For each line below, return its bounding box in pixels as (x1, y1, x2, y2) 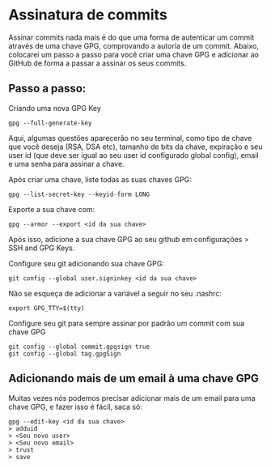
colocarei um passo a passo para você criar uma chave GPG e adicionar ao (8, 49, 259, 59)
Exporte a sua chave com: (8, 204, 95, 214)
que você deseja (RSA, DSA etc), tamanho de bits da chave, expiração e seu (8, 142, 263, 151)
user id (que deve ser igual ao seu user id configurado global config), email (8, 150, 259, 160)
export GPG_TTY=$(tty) (8, 304, 85, 313)
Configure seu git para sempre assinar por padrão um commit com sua (8, 318, 245, 328)
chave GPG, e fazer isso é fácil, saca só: (8, 402, 143, 411)
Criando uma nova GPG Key (8, 103, 101, 113)
